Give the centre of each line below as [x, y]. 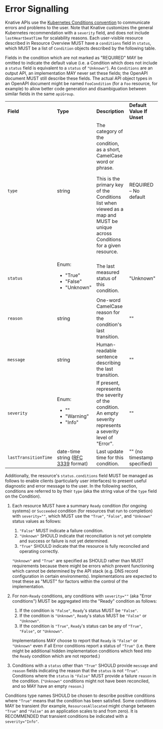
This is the [108, 178]
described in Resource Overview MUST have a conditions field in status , [78, 43]
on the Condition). [23, 496]
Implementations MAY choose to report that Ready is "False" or [75, 641]
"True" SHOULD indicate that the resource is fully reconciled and [84, 546]
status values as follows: [37, 521]
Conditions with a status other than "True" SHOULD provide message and [85, 665]
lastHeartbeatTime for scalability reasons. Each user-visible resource [74, 38]
